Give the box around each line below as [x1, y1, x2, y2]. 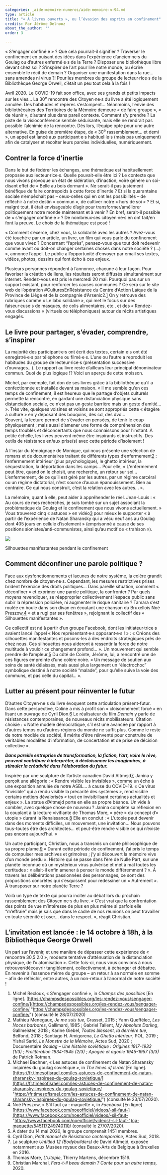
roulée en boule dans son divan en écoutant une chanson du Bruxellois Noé [5, 604, 160, 611]
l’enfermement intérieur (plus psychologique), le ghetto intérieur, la [5, 458, 142, 464]
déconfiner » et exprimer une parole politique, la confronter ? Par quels [5, 589, 151, 595]
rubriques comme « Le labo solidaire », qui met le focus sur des [5, 298, 136, 304]
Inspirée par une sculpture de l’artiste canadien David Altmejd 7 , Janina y [5, 772, 153, 778]
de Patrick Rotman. [12, 1054, 52, 1060]
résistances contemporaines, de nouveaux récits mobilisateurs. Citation [5, 716, 152, 722]
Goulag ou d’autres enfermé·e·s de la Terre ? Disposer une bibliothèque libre [5, 59, 162, 65]
